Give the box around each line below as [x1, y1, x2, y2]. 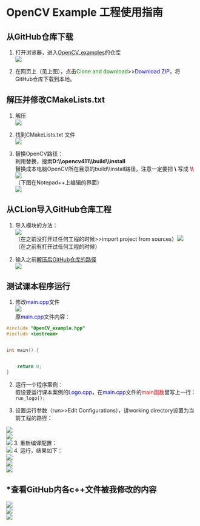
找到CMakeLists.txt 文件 [15, 131, 76, 138]
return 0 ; [17, 363, 42, 370]
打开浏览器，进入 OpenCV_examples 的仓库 [15, 49, 121, 56]
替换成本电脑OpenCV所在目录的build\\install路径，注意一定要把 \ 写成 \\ [15, 165, 194, 172]
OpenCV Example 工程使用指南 [6, 5, 164, 19]
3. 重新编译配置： [13, 439, 58, 447]
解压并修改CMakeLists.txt [6, 95, 105, 105]
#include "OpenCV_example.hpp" [6, 325, 85, 331]
